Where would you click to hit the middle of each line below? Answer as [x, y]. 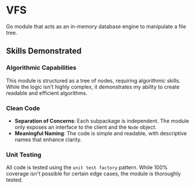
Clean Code [23, 108]
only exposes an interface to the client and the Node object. [85, 127]
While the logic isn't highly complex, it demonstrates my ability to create [93, 87]
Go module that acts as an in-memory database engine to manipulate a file [96, 26]
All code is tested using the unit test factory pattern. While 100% [87, 168]
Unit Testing [24, 155]
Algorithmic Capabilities [41, 68]
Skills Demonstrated [44, 51]
